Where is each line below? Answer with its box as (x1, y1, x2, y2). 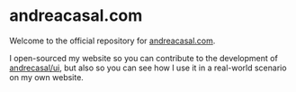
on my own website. (9, 71, 84, 82)
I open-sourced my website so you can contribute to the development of (9, 52, 279, 63)
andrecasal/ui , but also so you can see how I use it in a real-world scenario (9, 62, 287, 73)
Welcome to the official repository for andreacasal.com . (9, 35, 216, 46)
